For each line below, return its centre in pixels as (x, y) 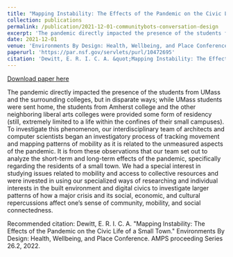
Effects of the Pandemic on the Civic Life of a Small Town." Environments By (116, 231)
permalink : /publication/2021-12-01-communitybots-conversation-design (113, 26)
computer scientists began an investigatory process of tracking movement (113, 136)
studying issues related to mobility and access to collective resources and (113, 173)
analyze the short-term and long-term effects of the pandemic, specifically (114, 158)
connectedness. (30, 210)
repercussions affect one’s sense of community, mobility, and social (104, 203)
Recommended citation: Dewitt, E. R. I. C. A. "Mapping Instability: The (106, 224)
